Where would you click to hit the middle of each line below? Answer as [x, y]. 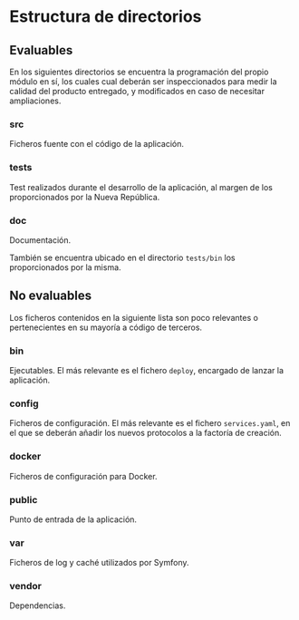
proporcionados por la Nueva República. [85, 197]
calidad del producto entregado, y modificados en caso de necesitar [137, 91]
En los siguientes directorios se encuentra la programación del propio [139, 72]
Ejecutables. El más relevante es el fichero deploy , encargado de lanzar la [146, 370]
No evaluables [51, 296]
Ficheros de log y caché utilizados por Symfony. [99, 563]
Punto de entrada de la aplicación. [73, 519]
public [24, 499]
